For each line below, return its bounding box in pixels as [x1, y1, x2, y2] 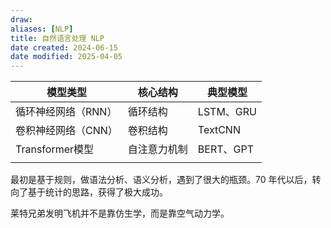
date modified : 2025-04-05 [10, 52, 123, 62]
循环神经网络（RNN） [15, 105, 118, 119]
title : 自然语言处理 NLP [10, 33, 105, 43]
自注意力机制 [127, 142, 188, 156]
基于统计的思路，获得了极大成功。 [27, 186, 168, 198]
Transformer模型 [15, 142, 95, 156]
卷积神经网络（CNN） [15, 124, 118, 138]
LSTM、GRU [197, 105, 257, 119]
